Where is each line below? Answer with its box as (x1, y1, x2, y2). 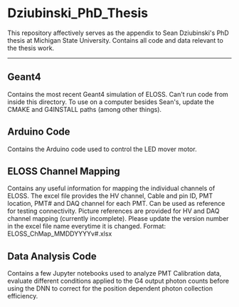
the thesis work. (7, 43, 55, 52)
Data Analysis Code (7, 250, 97, 262)
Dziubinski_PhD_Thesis (7, 5, 148, 21)
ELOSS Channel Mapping (7, 165, 121, 177)
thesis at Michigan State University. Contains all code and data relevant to (7, 36, 224, 44)
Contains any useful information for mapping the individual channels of (7, 184, 216, 193)
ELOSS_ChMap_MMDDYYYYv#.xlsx (7, 229, 112, 238)
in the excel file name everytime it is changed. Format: (7, 222, 166, 231)
